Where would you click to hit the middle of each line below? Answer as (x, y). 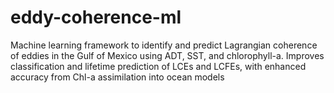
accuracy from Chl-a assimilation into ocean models (117, 77)
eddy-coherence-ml (96, 17)
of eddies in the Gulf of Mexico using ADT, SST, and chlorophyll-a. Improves (167, 55)
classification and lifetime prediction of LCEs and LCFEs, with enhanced (158, 66)
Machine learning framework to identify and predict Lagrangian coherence (164, 45)
